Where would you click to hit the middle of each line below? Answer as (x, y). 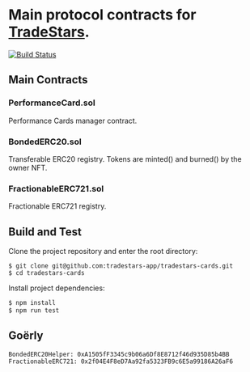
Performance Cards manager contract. (73, 120)
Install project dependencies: (57, 288)
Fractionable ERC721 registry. (57, 206)
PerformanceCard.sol (52, 103)
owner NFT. (28, 167)
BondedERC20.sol (45, 142)
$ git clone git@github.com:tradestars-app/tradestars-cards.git (121, 266)
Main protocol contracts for (102, 15)
